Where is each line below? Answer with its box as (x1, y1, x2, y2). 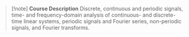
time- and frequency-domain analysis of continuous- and (11, 11, 153, 18)
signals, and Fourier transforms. (11, 24, 90, 31)
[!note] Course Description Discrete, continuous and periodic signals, (11, 5, 183, 12)
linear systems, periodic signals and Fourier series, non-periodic (23, 18, 182, 24)
